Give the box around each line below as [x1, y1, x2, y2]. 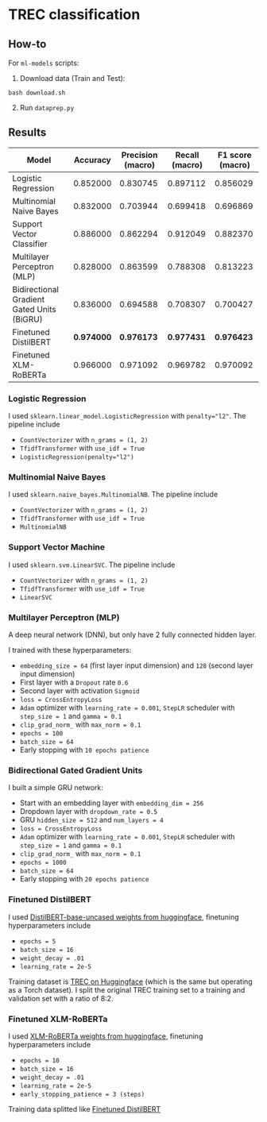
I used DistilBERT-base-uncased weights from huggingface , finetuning [8, 912, 240, 922]
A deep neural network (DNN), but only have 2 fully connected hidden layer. [8, 630, 257, 639]
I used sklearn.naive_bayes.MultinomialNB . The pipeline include [8, 490, 219, 499]
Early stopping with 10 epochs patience [19, 745, 149, 754]
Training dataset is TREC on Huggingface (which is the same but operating [8, 977, 253, 986]
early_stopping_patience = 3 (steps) [19, 1090, 145, 1098]
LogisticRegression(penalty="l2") [19, 453, 134, 461]
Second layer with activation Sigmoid [19, 686, 140, 696]
